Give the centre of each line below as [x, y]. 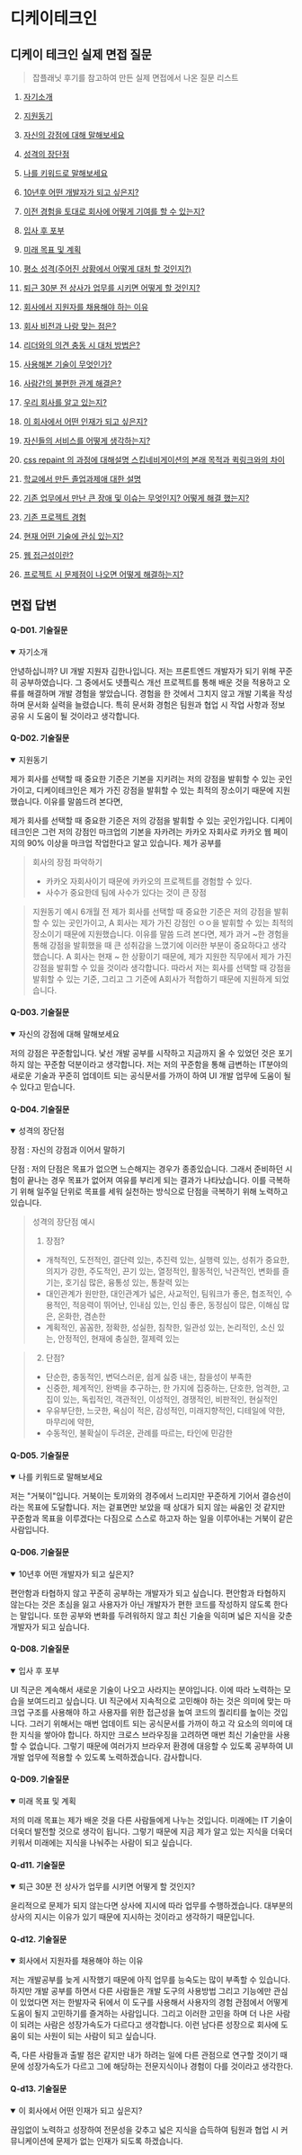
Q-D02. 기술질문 [40, 738]
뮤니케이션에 [32, 2141]
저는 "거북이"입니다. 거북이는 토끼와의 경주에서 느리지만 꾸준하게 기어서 [135, 1496]
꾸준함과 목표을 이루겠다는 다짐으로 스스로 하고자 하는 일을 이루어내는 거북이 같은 [152, 1518]
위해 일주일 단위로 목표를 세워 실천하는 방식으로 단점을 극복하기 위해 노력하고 [154, 1191]
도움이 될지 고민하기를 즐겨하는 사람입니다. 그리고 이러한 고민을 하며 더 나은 [142, 2014]
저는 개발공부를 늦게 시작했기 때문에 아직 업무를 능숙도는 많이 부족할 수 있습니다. [151, 1980]
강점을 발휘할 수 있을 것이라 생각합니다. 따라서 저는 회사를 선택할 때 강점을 [161, 967]
